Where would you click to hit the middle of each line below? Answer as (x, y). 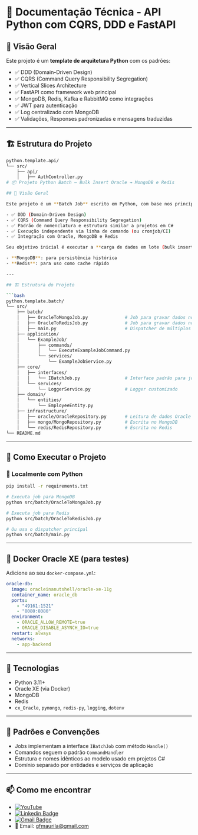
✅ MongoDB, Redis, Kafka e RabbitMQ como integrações (84, 99)
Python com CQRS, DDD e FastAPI (91, 25)
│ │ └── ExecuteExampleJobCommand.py (74, 351)
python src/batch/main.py (38, 535)
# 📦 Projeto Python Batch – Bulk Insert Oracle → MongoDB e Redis (90, 183)
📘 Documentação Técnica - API (84, 12)
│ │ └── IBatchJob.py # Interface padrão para (101, 378)
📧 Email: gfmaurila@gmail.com (52, 826)
